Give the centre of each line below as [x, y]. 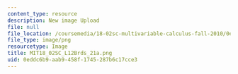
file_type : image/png [39, 40]
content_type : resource [42, 14]
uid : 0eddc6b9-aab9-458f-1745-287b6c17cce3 [73, 60]
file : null [23, 27]
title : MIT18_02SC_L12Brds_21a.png [60, 54]
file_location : [30, 33]
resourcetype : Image [38, 47]
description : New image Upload [53, 20]
